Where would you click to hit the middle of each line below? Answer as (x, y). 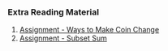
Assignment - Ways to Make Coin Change (89, 30)
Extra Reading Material (53, 12)
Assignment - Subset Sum (63, 38)
